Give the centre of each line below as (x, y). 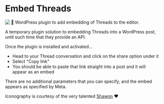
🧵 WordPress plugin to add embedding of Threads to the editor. (75, 22)
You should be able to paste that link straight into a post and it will (79, 67)
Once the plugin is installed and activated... (49, 46)
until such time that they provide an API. (46, 37)
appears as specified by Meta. (36, 86)
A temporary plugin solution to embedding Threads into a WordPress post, (81, 32)
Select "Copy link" (31, 61)
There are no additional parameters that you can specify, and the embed (79, 81)
